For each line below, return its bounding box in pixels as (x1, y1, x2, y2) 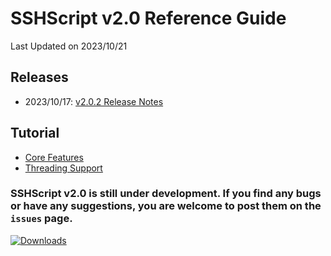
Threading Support (24, 162, 103, 174)
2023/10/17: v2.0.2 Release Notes (24, 95, 164, 107)
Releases (10, 69, 69, 86)
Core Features (24, 151, 84, 163)
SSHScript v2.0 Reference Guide (10, 7, 287, 30)
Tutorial (10, 125, 60, 142)
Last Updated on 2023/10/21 (10, 40, 128, 52)
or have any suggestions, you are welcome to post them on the (10, 199, 322, 213)
